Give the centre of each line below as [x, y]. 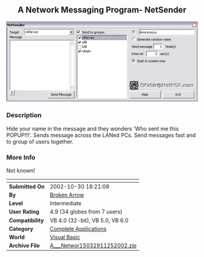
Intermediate [66, 203]
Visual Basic [65, 238]
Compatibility [26, 220]
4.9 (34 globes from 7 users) [86, 212]
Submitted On [27, 186]
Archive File [24, 245]
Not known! [21, 171]
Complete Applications [78, 228]
